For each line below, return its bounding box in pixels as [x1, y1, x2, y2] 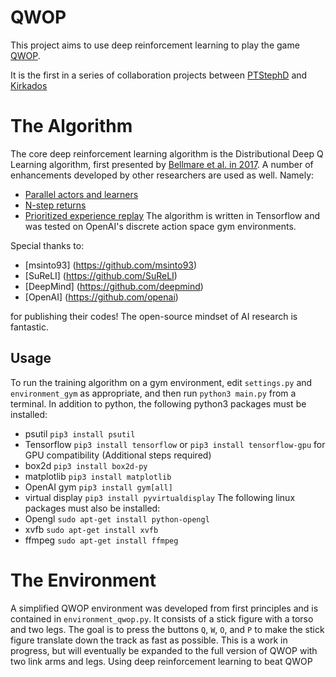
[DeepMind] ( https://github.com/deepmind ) [24, 280, 204, 292]
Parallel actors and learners [24, 188, 139, 200]
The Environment [10, 569, 157, 591]
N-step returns [24, 199, 87, 211]
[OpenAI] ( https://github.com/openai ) [24, 291, 179, 303]
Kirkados [10, 79, 48, 91]
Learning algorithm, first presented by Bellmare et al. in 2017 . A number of [10, 158, 314, 170]
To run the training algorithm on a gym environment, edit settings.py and [10, 376, 313, 388]
